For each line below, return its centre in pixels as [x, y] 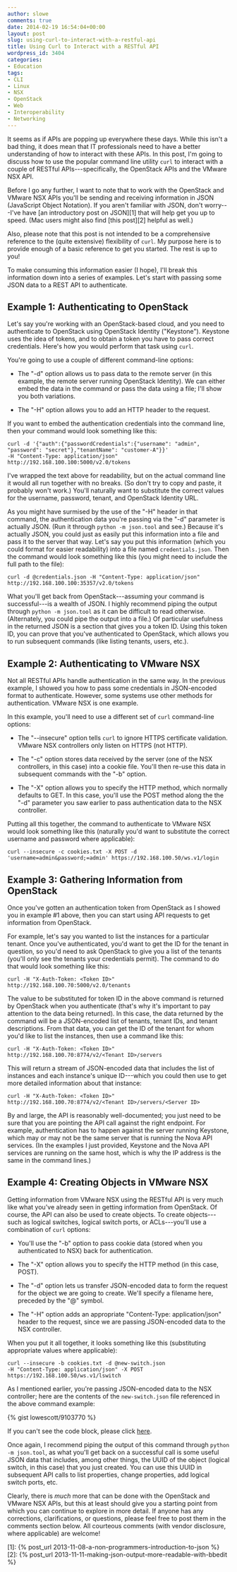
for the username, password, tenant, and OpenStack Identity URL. [103, 498]
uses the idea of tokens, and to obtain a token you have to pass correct [111, 339]
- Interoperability [36, 112]
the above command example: [51, 1403]
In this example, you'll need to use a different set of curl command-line [111, 717]
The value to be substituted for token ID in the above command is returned [116, 998]
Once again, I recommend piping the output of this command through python [119, 1444]
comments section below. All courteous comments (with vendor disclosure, [117, 1525]
